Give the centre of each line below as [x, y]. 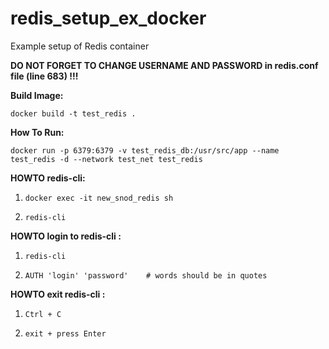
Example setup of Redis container [80, 46]
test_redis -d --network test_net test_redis [106, 159]
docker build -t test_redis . [73, 113]
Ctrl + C [43, 314]
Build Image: [37, 95]
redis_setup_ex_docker [108, 18]
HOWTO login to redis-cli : [66, 236]
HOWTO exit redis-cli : [58, 294]
